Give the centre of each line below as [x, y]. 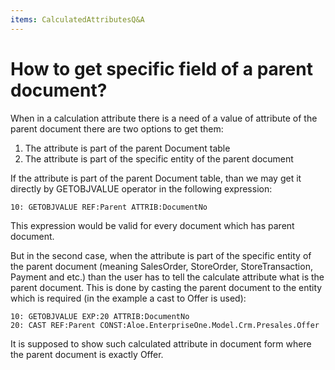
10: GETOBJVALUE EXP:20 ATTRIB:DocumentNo [100, 316]
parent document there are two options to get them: [117, 128]
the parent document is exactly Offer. [87, 354]
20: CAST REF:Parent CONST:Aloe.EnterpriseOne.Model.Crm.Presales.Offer [165, 325]
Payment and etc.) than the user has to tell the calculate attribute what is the [167, 277]
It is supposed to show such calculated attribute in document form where [161, 343]
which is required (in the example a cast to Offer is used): [128, 298]
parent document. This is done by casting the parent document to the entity [166, 287]
